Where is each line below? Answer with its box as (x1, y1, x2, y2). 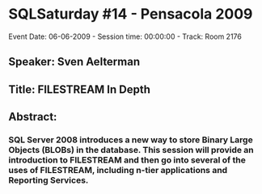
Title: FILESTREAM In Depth (8, 82, 151, 96)
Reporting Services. (8, 175, 89, 186)
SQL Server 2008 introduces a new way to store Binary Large (8, 134, 253, 145)
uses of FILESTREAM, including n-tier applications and (8, 165, 228, 176)
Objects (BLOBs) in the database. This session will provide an (8, 145, 255, 156)
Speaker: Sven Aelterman (8, 55, 141, 69)
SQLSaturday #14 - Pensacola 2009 (8, 5, 253, 23)
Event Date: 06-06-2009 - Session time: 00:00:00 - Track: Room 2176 (8, 32, 243, 41)
